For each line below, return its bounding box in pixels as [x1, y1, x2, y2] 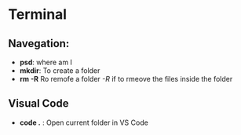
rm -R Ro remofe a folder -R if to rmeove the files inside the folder [19, 75, 233, 83]
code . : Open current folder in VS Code [19, 118, 149, 127]
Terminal [8, 5, 68, 24]
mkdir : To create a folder [19, 66, 100, 75]
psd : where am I [19, 57, 73, 67]
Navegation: [8, 37, 70, 50]
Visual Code [8, 97, 69, 111]
